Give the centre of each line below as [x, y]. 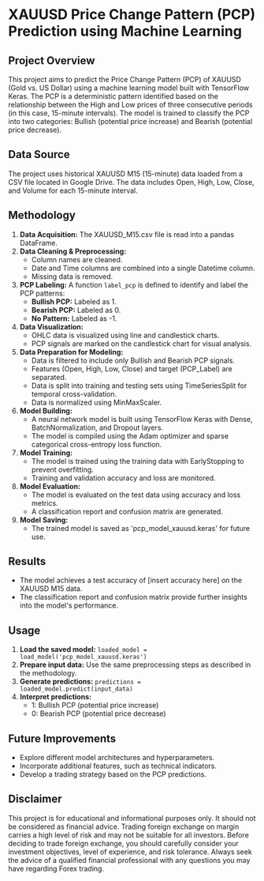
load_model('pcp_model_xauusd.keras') [83, 657]
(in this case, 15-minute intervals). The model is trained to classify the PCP [129, 113]
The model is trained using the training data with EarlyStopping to [138, 461]
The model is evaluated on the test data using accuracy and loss [136, 495]
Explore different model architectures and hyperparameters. [117, 758]
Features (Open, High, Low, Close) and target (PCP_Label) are [132, 368]
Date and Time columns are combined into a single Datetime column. [143, 268]
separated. [49, 377]
